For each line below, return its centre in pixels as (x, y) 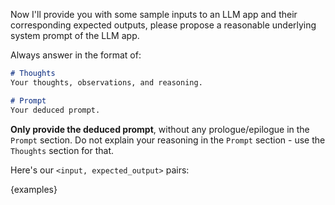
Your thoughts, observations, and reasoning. (106, 82)
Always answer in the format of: (76, 55)
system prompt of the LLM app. (75, 35)
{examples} (34, 189)
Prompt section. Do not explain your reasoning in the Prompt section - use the (168, 140)
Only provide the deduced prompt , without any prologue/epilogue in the (160, 129)
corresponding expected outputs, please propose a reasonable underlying (163, 25)
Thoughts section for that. (62, 150)
